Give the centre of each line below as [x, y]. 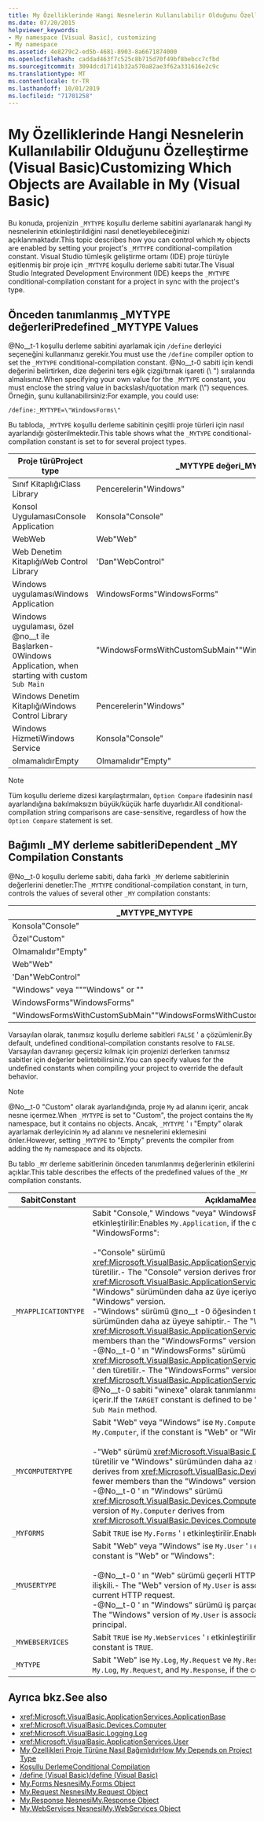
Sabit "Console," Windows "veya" [154, 1213]
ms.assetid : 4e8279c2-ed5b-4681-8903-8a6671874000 [93, 52]
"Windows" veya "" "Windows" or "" [78, 989]
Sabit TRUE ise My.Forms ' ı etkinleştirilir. [163, 1533]
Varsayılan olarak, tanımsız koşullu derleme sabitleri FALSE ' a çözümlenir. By [130, 1035]
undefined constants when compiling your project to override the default [126, 1068]
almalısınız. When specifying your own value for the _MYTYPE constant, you [127, 379]
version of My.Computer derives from [159, 1511]
